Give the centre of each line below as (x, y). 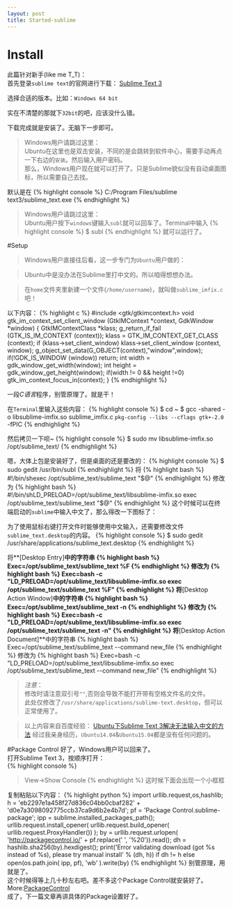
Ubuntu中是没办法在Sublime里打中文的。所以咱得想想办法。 (110, 275)
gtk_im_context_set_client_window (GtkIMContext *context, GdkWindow (111, 321)
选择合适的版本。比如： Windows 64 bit (63, 98)
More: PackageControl (39, 888)
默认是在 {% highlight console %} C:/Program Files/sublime (92, 192)
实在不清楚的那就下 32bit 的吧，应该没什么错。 (73, 113)
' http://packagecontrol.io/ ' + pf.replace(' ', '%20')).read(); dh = (97, 840)
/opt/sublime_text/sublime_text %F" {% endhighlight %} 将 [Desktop (108, 590)
